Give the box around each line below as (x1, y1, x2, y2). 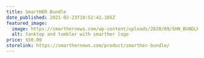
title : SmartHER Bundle (6, 8, 67, 15)
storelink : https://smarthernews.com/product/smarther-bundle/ (6, 43, 170, 49)
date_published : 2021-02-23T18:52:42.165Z (6, 14, 115, 21)
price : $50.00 (6, 37, 42, 43)
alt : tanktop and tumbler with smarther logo (12, 31, 129, 37)
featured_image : (6, 20, 47, 26)
